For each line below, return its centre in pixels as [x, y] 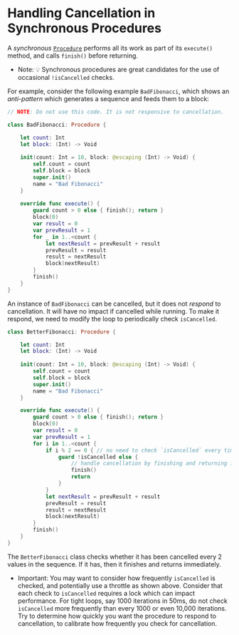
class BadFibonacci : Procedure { [57, 125]
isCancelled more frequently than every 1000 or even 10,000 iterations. [122, 608]
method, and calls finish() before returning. [73, 56]
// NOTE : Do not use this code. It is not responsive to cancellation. [116, 112]
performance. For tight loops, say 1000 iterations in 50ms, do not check [122, 601]
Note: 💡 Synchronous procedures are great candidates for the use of [118, 69]
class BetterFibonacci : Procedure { [62, 332]
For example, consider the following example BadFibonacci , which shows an [118, 91]
